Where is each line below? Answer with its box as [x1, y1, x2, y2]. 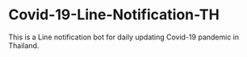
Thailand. [8, 40, 40, 50]
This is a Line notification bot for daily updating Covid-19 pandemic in [8, 32, 240, 42]
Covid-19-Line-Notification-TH [8, 6, 220, 24]
